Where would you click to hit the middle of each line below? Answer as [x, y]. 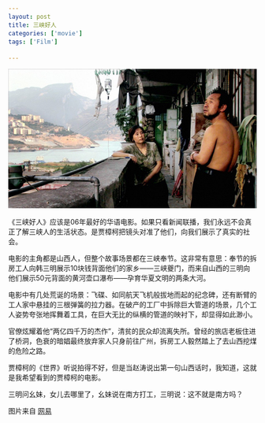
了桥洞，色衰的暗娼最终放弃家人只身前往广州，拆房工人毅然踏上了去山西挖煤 [132, 341]
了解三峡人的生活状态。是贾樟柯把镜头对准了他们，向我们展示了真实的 [129, 232]
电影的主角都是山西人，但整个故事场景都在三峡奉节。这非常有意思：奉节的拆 [132, 258]
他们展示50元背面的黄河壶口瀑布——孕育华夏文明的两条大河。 [109, 278]
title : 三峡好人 [32, 25]
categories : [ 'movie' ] [45, 33]
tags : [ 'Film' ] [33, 42]
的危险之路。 [29, 351]
